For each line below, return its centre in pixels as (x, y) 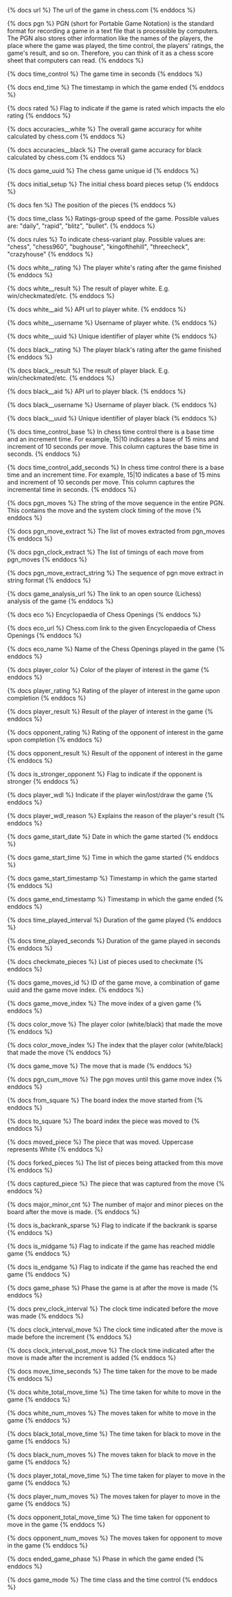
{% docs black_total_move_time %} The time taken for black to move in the (114, 1434)
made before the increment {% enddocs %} (70, 1337)
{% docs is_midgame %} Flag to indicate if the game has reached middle (111, 1246)
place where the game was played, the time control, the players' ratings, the (116, 46)
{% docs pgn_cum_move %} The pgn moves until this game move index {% (115, 1079)
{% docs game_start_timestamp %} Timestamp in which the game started (113, 878)
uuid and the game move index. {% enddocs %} (75, 990)
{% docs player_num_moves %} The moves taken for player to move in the (114, 1496)
